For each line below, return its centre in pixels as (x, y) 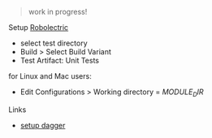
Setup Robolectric (39, 27)
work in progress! (58, 12)
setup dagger (43, 125)
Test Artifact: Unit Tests (60, 60)
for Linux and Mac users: (50, 76)
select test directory (54, 43)
